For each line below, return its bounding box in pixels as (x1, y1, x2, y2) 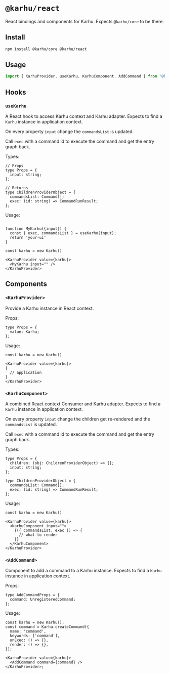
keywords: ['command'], (10, 634, 60, 639)
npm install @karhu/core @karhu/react (5, 47, 87, 52)
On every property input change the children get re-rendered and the (5, 416, 151, 422)
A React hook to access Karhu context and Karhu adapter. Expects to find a (5, 113, 163, 119)
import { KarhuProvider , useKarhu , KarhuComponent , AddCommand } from (5, 74, 157, 79)
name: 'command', (10, 629, 47, 634)
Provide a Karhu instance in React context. (5, 305, 94, 311)
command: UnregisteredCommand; (10, 597, 76, 602)
